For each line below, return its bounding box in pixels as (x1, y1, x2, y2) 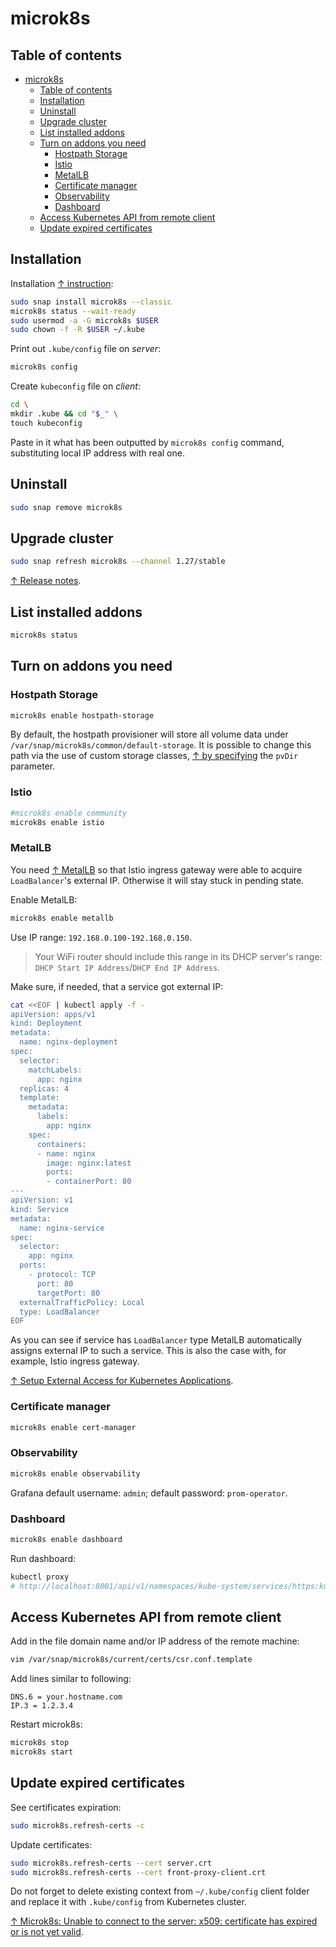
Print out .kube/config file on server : (10, 343, 162, 355)
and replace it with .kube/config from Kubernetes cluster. (10, 1896, 247, 1908)
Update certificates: (10, 1838, 93, 1851)
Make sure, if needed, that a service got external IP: (10, 980, 224, 992)
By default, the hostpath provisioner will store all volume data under (10, 728, 289, 741)
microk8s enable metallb (10, 913, 114, 923)
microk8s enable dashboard (10, 1534, 123, 1544)
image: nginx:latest (46, 1158, 132, 1168)
